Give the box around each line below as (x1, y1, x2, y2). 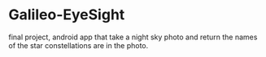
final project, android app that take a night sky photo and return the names (8, 32, 258, 42)
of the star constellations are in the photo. (8, 40, 149, 50)
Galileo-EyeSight (8, 6, 125, 24)
